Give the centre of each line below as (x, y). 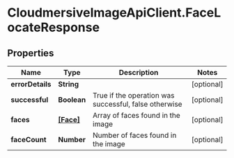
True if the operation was (134, 95)
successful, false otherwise (138, 104)
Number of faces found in (135, 135)
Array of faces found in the (137, 115)
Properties (31, 53)
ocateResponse (53, 27)
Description (139, 72)
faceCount (29, 140)
